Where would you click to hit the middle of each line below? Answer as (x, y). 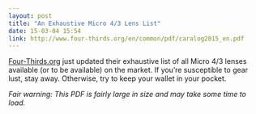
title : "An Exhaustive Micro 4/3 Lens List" (85, 23)
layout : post (30, 16)
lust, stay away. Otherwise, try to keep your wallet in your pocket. (117, 78)
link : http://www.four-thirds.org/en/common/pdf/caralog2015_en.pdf (126, 38)
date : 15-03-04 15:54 (45, 31)
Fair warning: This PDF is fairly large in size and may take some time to (128, 95)
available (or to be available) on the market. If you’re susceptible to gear (128, 70)
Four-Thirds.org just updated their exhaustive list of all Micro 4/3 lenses (128, 61)
